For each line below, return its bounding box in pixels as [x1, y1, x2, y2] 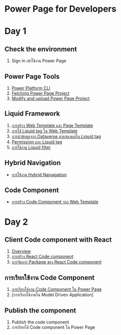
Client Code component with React [4, 236, 112, 244]
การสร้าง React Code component [11, 254, 74, 260]
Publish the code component [11, 319, 69, 325]
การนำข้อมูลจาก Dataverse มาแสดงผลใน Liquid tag [11, 133, 101, 139]
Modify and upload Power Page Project [11, 96, 90, 101]
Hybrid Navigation [4, 159, 61, 167]
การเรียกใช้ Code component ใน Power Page [11, 324, 95, 330]
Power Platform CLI [11, 85, 50, 91]
